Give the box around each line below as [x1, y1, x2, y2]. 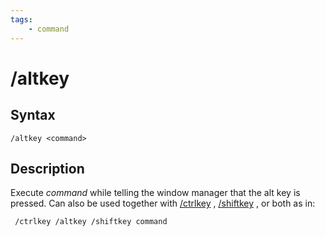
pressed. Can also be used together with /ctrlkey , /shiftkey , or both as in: [10, 197, 316, 210]
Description [10, 160, 85, 177]
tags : [10, 14, 33, 25]
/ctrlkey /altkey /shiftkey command [14, 217, 168, 227]
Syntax [10, 107, 56, 124]
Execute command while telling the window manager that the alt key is [10, 187, 301, 199]
